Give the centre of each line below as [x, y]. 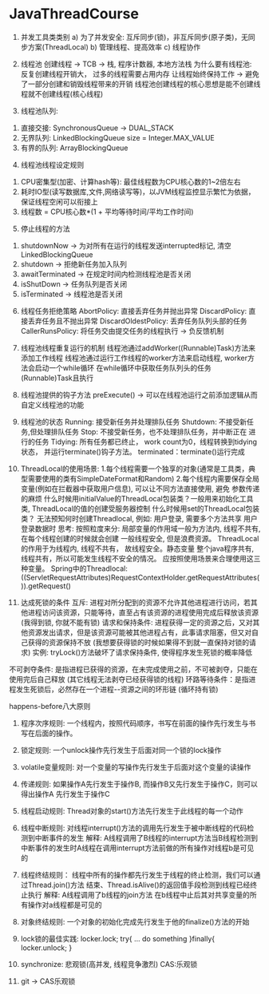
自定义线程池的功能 [52, 405]
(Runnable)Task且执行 [57, 378]
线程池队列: [39, 111]
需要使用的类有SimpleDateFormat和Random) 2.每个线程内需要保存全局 [144, 478]
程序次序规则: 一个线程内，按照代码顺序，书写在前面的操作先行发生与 [134, 723]
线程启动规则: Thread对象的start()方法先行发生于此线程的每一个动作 [132, 810]
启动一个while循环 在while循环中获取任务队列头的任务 [123, 367]
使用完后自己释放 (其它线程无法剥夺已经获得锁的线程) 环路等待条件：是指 [129, 679]
